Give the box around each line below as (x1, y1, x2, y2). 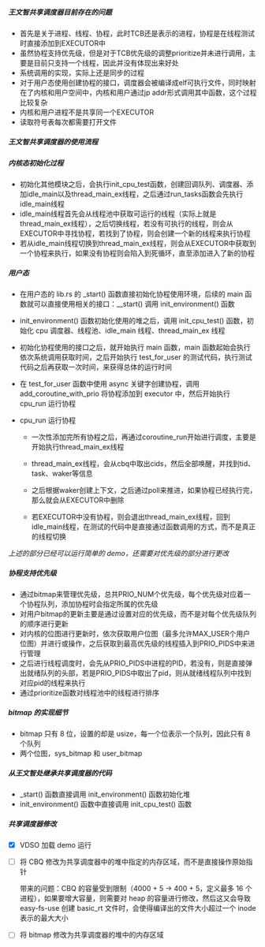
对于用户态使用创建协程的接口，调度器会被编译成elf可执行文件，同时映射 (19, 77, 256, 87)
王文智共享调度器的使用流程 (8, 136, 99, 146)
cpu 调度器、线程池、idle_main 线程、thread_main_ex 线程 (35, 326, 226, 335)
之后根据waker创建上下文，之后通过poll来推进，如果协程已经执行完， (31, 486, 257, 495)
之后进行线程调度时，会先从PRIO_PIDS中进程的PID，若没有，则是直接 (19, 658, 246, 668)
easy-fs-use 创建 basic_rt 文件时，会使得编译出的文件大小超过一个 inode (19, 904, 256, 913)
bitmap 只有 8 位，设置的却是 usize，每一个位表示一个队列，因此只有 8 (19, 729, 251, 739)
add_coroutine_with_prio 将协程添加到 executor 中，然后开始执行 (19, 389, 230, 398)
